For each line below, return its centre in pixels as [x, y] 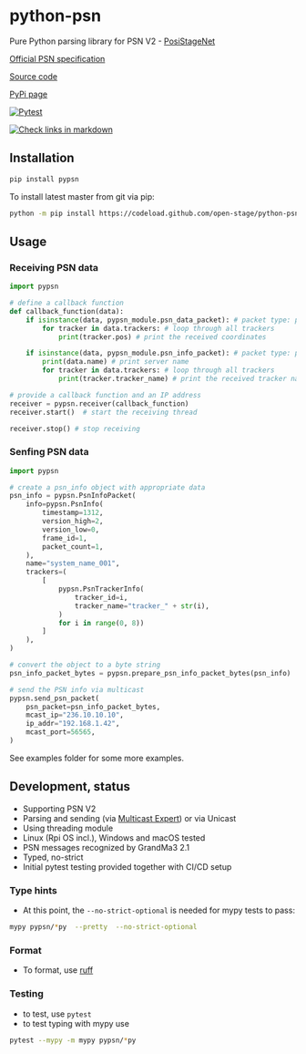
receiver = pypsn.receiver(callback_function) [99, 403]
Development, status [70, 786]
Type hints [33, 890]
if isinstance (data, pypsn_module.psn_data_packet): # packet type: [158, 320]
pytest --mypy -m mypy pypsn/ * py [73, 1040]
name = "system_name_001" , [73, 563]
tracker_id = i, [101, 597]
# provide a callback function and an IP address [106, 395]
